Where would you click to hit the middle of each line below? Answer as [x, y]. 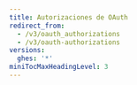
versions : [27, 50]
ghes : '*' [35, 58]
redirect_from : [37, 26]
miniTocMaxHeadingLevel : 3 [59, 67]
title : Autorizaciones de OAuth [68, 17]
